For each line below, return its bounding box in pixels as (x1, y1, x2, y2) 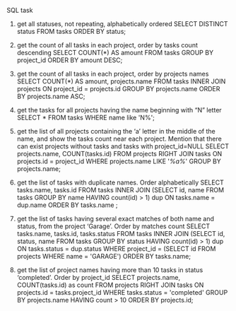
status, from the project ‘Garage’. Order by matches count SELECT (16, 222, 211, 230)
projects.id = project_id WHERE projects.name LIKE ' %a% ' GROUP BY (16, 157, 222, 165)
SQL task (6, 6, 33, 14)
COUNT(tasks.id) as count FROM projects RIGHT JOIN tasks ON (16, 281, 204, 289)
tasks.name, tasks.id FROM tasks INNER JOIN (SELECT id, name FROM (16, 186, 224, 194)
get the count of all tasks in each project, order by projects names (16, 70, 209, 78)
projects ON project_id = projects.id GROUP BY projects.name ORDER (16, 85, 220, 93)
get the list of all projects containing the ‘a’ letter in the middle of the (16, 127, 216, 135)
